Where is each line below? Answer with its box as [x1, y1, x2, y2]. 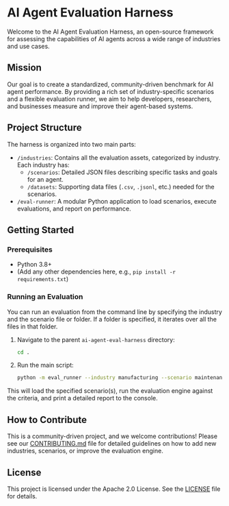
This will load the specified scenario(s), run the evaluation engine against [7, 387, 213, 395]
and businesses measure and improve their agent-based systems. [7, 101, 193, 110]
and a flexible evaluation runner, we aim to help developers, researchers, [7, 95, 212, 103]
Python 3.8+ [16, 261, 53, 269]
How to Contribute [7, 413, 87, 426]
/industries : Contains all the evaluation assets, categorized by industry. [16, 153, 221, 162]
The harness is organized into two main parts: [7, 140, 137, 148]
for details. [7, 492, 38, 500]
